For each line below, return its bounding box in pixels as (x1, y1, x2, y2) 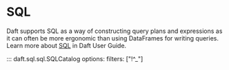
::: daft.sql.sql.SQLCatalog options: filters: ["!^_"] (6, 54, 143, 62)
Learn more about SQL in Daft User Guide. (6, 41, 127, 49)
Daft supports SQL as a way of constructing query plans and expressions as (6, 27, 223, 35)
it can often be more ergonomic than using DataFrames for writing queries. (6, 34, 219, 42)
